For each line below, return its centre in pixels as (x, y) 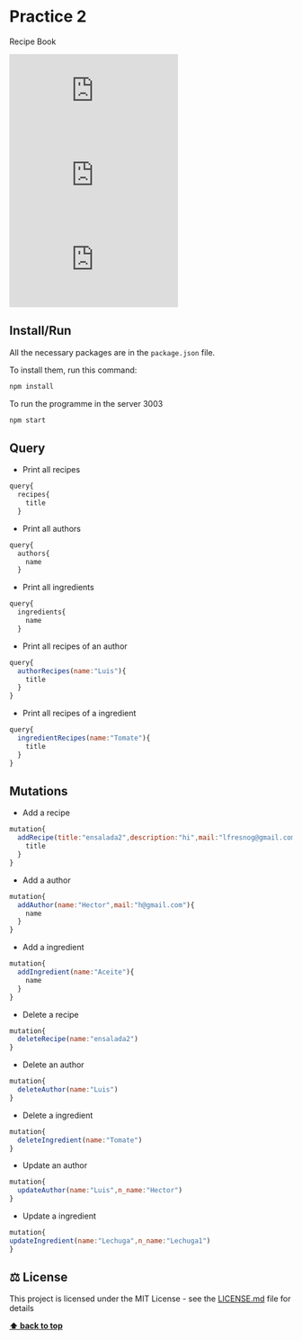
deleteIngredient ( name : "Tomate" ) (80, 1140)
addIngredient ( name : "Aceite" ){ (76, 972)
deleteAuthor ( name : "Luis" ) (68, 1090)
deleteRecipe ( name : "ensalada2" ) (78, 1039)
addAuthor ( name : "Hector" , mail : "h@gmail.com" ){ (106, 905)
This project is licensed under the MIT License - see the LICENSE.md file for (150, 1299)
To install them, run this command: (73, 370)
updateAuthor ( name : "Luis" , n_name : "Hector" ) (100, 1191)
